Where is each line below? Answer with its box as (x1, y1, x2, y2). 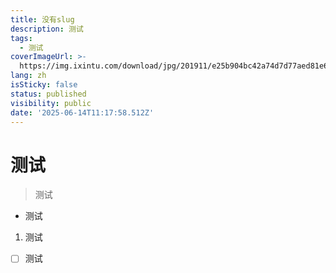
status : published (10, 89, 87, 99)
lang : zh (10, 71, 47, 81)
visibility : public (10, 98, 92, 108)
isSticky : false (10, 80, 78, 90)
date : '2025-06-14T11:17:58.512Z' (10, 107, 155, 118)
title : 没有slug (10, 14, 75, 25)
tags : (10, 33, 33, 43)
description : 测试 (10, 24, 84, 34)
